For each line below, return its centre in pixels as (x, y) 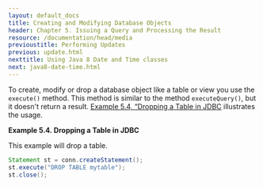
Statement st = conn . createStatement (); (76, 160)
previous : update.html (46, 52)
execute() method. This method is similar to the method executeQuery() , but (132, 98)
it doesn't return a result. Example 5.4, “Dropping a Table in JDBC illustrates (132, 106)
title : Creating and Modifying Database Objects (90, 23)
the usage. (26, 115)
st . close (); (28, 175)
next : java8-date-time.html (55, 67)
